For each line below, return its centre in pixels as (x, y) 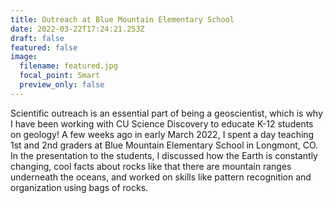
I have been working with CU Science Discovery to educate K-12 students (162, 123)
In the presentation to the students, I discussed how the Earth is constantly (164, 155)
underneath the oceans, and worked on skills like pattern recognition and (161, 177)
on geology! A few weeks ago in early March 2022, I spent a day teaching (162, 134)
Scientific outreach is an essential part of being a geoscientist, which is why (166, 113)
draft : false (37, 38)
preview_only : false (62, 85)
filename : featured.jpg (68, 66)
